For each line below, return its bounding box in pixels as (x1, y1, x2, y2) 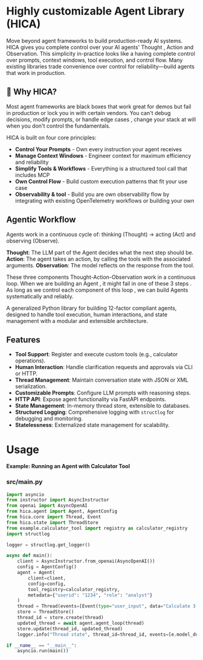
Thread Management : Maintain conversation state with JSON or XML (14, 376, 188, 384)
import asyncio (6, 491, 45, 497)
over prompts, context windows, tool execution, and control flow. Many (6, 56, 183, 64)
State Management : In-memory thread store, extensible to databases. (14, 402, 190, 410)
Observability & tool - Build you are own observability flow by (14, 191, 170, 198)
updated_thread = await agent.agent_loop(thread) (17, 620, 145, 626)
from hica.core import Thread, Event (6, 514, 101, 520)
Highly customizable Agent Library (6, 4, 185, 18)
